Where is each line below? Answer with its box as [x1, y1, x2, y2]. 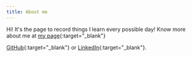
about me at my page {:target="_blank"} [6, 32, 106, 39]
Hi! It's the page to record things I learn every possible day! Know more [6, 25, 186, 33]
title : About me [6, 8, 48, 15]
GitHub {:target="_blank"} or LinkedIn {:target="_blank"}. [6, 44, 147, 51]
